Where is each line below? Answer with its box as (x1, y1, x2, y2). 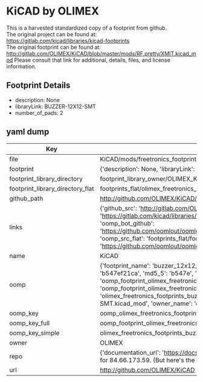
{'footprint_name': (99, 261, 151, 270)
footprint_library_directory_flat (9, 184, 94, 193)
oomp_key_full (9, 319, 50, 327)
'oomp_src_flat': (99, 234, 145, 242)
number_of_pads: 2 (14, 109, 63, 116)
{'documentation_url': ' (99, 348, 164, 357)
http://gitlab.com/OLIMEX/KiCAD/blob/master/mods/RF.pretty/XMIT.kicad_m (6, 50, 196, 57)
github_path (9, 194, 43, 202)
